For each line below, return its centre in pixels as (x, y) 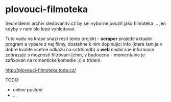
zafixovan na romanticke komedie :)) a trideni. (53, 60)
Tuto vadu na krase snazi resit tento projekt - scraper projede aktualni (79, 39)
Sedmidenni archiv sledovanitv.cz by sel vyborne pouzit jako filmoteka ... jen (86, 23)
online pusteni (28, 89)
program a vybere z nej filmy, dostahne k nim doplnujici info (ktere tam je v (84, 44)
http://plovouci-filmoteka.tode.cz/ (41, 70)
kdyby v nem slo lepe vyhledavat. (40, 28)
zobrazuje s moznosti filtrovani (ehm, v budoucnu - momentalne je (75, 55)
